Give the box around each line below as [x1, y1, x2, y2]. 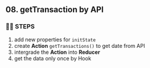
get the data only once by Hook [14, 54, 91, 61]
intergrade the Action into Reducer [14, 48, 100, 56]
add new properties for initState [14, 35, 96, 43]
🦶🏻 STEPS [5, 22, 35, 31]
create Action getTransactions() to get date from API [14, 42, 145, 49]
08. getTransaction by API [5, 5, 104, 15]
